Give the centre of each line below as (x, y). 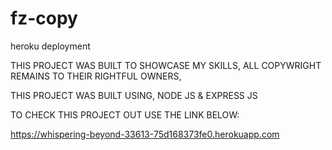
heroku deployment (50, 46)
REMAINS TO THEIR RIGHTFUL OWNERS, (96, 76)
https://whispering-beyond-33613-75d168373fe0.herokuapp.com (145, 134)
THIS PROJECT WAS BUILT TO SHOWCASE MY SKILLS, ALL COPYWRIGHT (166, 65)
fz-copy (44, 18)
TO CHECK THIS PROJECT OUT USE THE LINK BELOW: (125, 114)
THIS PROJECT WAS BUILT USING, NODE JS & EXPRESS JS (134, 95)
